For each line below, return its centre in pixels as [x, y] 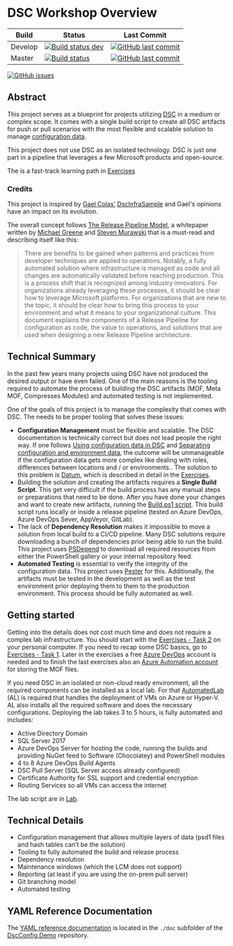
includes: [20, 719]
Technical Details [46, 821]
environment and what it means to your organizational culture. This [120, 313]
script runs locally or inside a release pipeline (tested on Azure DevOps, [120, 511]
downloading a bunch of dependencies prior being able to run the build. [120, 541]
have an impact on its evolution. [53, 211]
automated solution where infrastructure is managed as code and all [122, 268]
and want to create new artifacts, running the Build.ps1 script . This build [120, 504]
